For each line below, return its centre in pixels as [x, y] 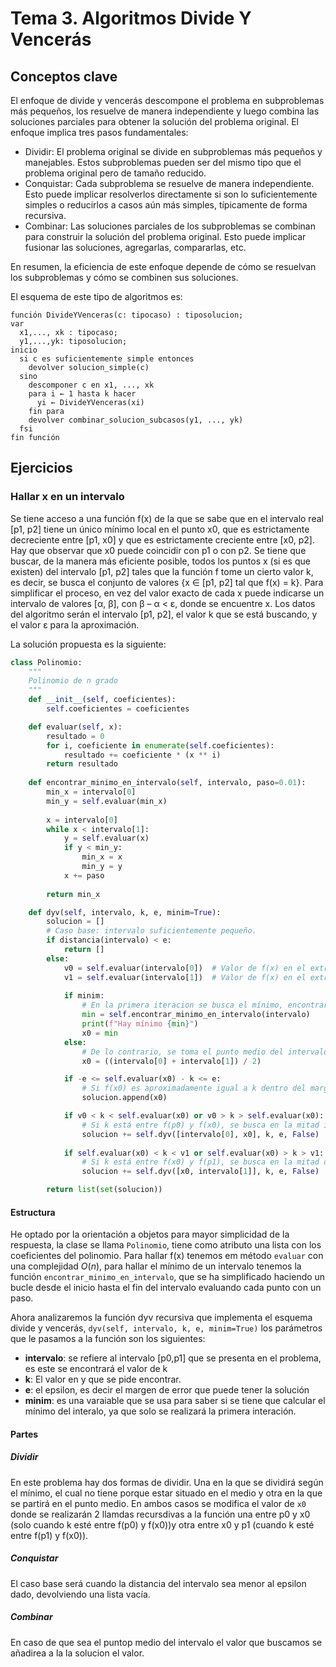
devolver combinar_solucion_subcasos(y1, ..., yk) [136, 420]
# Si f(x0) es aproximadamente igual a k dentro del [194, 1088]
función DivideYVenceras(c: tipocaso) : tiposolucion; [127, 315]
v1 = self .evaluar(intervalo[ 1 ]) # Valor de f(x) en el [185, 977]
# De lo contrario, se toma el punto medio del [182, 1052]
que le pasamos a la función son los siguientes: [108, 1339]
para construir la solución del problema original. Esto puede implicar [165, 236]
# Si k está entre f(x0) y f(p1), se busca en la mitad [200, 1162]
